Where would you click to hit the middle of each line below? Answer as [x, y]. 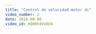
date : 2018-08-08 [23, 19]
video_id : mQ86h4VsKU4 [29, 24]
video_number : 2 [22, 14]
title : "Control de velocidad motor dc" [49, 10]
